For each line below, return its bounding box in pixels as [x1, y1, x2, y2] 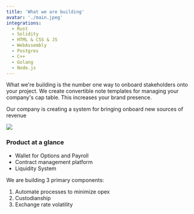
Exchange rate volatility [14, 201, 73, 208]
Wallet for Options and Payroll [14, 151, 89, 159]
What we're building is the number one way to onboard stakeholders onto [6, 81, 188, 88]
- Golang [11, 59, 34, 65]
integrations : [6, 20, 42, 26]
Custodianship [14, 194, 51, 201]
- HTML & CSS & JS [11, 37, 58, 43]
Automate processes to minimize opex [14, 188, 110, 195]
